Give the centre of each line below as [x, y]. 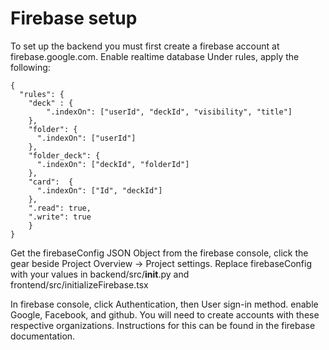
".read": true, [60, 208]
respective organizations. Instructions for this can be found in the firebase [163, 325]
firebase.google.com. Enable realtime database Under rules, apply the [155, 56]
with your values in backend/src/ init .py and [100, 274]
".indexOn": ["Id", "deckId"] [99, 190]
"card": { [51, 182]
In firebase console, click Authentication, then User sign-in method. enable [164, 304]
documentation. [43, 336]
